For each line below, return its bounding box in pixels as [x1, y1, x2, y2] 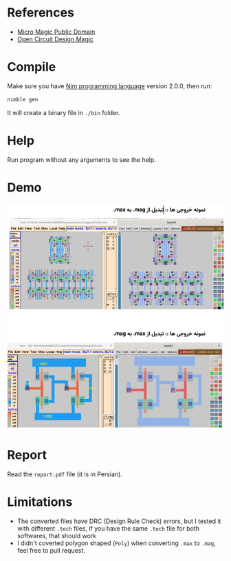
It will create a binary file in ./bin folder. [7, 108, 120, 116]
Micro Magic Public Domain [16, 28, 96, 36]
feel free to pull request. [16, 546, 86, 554]
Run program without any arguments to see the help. [7, 155, 157, 163]
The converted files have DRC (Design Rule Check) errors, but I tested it [16, 517, 221, 525]
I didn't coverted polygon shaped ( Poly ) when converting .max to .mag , [16, 539, 216, 547]
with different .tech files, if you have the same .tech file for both [16, 524, 200, 532]
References [7, 5, 74, 21]
